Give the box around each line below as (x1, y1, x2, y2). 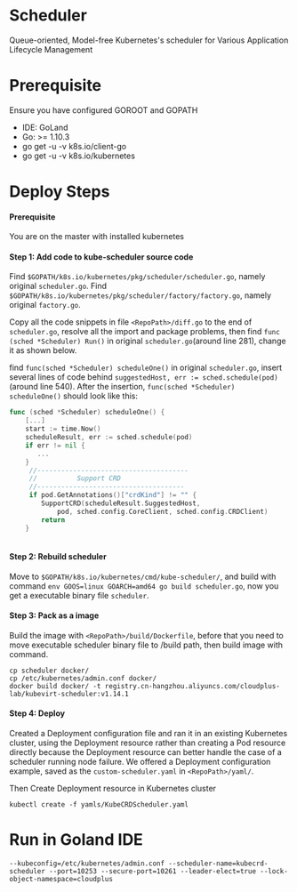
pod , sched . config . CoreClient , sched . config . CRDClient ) (56, 507, 269, 516)
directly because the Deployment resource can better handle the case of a (9, 747, 282, 758)
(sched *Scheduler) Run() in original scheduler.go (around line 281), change (9, 335, 286, 347)
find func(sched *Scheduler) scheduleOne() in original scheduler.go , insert (9, 362, 283, 374)
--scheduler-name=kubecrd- (168, 859, 269, 868)
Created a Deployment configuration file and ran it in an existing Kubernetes (9, 728, 288, 739)
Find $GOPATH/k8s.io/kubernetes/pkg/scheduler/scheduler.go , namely (9, 271, 266, 282)
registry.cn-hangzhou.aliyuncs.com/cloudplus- (104, 681, 280, 690)
